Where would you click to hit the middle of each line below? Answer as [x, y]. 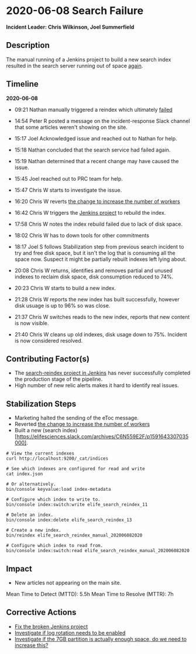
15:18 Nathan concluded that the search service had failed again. [92, 150]
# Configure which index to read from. [55, 546]
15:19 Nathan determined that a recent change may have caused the [97, 161]
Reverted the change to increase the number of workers [82, 424]
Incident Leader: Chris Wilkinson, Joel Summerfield [70, 27]
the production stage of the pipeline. [59, 379]
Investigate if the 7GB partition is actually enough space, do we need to [101, 639]
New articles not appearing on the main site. [68, 583]
